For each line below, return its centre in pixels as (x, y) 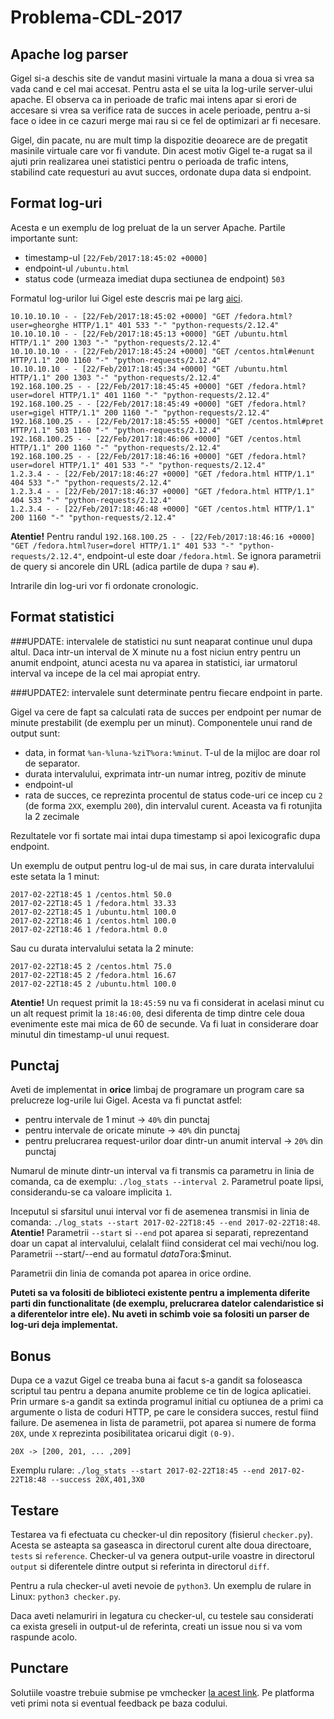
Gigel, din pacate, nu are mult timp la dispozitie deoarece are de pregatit (159, 140)
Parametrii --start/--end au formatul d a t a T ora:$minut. (121, 1254)
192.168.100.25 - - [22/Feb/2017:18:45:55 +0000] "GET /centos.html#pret (167, 421)
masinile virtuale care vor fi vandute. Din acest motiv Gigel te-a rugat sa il (161, 150)
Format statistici (62, 617)
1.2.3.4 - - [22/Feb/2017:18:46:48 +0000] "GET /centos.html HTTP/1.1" (162, 509)
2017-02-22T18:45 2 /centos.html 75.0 (91, 966)
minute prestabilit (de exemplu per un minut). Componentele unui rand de (161, 722)
